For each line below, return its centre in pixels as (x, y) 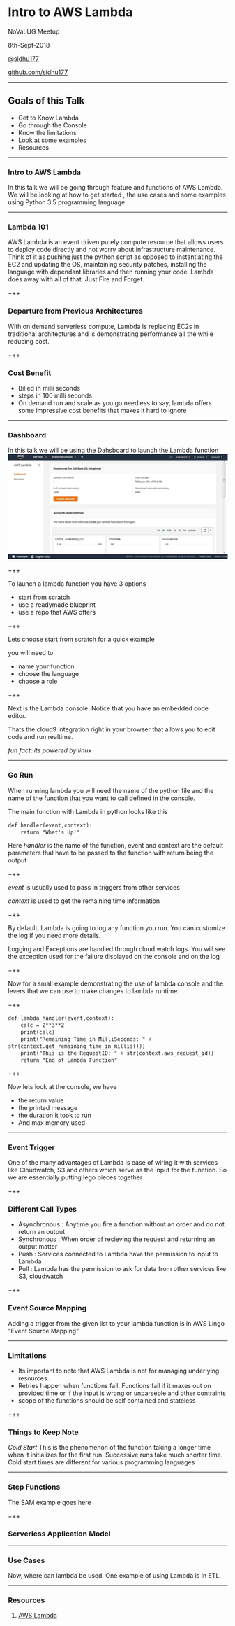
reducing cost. (29, 341)
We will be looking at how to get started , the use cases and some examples (117, 195)
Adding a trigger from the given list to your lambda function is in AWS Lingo (116, 1323)
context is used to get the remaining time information (84, 901)
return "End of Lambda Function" (69, 1060)
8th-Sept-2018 (29, 45)
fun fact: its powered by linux (50, 750)
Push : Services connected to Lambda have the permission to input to (118, 1254)
